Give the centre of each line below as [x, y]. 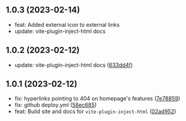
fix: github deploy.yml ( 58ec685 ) [55, 105]
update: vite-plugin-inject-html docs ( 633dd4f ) [74, 65]
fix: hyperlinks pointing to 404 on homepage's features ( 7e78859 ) [97, 99]
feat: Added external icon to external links [67, 24]
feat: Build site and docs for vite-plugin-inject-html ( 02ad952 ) [95, 111]
